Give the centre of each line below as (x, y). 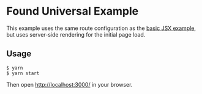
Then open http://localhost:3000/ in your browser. (69, 84)
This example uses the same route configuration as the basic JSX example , (101, 28)
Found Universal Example (73, 11)
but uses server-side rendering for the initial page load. (76, 34)
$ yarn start (23, 73)
